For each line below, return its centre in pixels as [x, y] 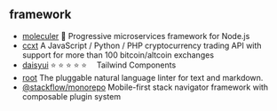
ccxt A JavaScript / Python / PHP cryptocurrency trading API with [142, 45]
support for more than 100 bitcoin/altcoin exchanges [118, 55]
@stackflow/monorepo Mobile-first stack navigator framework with [145, 87]
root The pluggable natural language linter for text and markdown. [142, 77]
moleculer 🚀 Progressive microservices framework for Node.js [136, 36]
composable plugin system [71, 96]
